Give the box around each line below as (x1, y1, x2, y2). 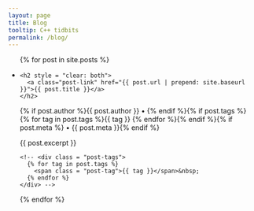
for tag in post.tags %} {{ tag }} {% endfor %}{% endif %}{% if (31, 115, 234, 124)
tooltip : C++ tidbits (8, 26, 79, 34)
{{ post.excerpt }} (19, 139, 77, 148)
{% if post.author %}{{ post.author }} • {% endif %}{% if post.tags (19, 106, 235, 116)
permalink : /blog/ (8, 33, 68, 42)
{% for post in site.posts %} (19, 55, 110, 65)
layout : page (8, 11, 51, 20)
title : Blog (8, 19, 47, 27)
